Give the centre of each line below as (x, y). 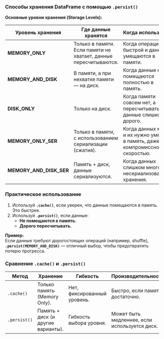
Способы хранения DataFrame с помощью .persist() (72, 7)
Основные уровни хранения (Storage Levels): (54, 18)
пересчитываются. (96, 62)
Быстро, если (127, 291)
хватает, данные (93, 56)
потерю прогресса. (25, 251)
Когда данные (139, 70)
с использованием (96, 138)
